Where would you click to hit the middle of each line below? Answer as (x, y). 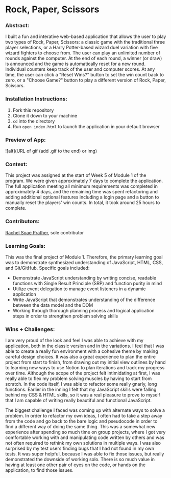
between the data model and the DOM (53, 305)
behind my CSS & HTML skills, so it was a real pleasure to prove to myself (83, 395)
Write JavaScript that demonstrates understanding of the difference (84, 300)
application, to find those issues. (40, 470)
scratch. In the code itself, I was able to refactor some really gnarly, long (81, 384)
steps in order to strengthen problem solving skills (65, 316)
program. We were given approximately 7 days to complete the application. (84, 181)
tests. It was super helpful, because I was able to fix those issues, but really (85, 454)
